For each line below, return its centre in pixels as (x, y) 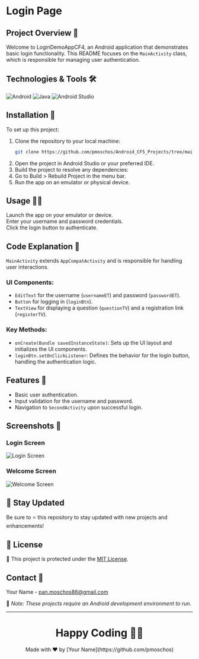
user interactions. (28, 267)
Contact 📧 (25, 578)
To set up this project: (33, 130)
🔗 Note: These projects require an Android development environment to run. (99, 603)
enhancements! (25, 526)
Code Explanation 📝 (43, 246)
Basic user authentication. (46, 395)
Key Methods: (27, 330)
